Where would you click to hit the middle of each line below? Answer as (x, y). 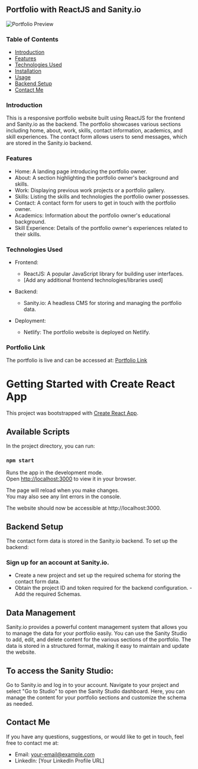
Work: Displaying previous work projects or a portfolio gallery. (90, 190)
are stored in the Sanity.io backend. (49, 143)
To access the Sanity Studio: (60, 671)
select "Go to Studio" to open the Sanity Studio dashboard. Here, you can (95, 692)
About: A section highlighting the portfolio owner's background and (97, 177)
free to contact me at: (33, 743)
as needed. (20, 704)
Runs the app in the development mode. (55, 473)
